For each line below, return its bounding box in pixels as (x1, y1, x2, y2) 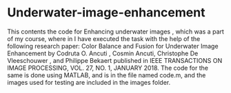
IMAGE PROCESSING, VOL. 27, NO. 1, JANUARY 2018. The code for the (7, 64, 209, 72)
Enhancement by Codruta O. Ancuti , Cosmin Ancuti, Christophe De (7, 49, 199, 57)
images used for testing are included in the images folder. (7, 78, 171, 86)
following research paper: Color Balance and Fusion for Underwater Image (7, 42, 219, 50)
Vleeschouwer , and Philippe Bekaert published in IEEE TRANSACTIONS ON (7, 56, 223, 64)
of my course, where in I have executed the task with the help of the (7, 34, 201, 42)
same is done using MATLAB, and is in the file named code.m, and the (7, 70, 206, 79)
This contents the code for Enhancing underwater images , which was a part (7, 27, 224, 36)
